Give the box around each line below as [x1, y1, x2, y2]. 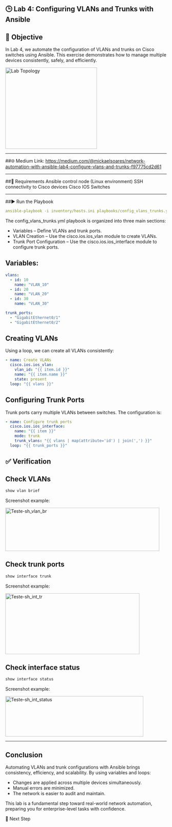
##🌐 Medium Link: [5, 158, 45, 164]
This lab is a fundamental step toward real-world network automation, [5, 800, 153, 806]
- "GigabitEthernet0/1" [10, 315, 60, 320]
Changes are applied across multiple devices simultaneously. [12, 779, 142, 786]
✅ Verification [5, 457, 51, 466]
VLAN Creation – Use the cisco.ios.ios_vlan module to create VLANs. [12, 233, 158, 239]
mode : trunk [14, 433, 40, 439]
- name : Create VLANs [5, 357, 52, 363]
